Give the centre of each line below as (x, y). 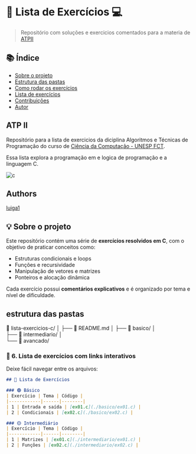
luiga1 (13, 208)
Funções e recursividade (45, 265)
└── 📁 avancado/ (28, 341)
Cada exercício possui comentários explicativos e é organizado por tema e (98, 289)
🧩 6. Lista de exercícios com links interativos (71, 356)
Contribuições (32, 100)
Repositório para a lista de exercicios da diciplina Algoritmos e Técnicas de (97, 140)
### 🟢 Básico (23, 391)
